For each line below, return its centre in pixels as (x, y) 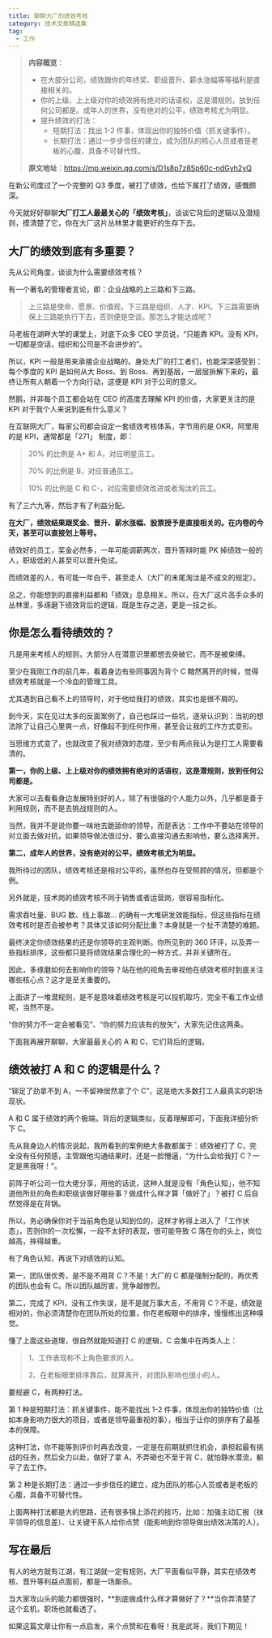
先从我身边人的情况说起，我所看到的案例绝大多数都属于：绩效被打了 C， (129, 1145)
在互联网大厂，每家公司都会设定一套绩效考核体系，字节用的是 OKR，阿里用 (134, 426)
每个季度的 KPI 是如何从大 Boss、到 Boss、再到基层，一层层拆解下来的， (130, 372)
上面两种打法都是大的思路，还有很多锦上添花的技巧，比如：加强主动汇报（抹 (136, 1511)
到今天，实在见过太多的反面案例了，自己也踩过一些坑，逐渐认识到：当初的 (132, 716)
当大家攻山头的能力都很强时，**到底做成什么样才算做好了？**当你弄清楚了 (133, 1598)
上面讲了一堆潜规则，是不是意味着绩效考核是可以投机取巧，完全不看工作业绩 (136, 997)
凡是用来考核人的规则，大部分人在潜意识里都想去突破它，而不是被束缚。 (129, 653)
